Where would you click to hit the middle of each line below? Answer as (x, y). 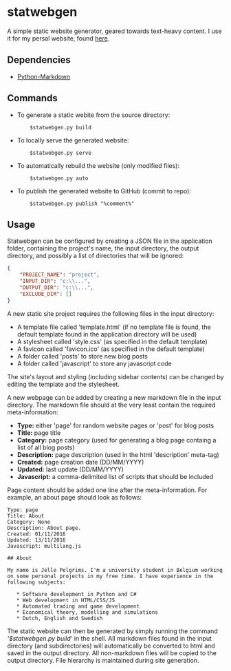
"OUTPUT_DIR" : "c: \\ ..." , (57, 288)
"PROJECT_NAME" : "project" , (59, 275)
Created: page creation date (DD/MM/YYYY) (80, 462)
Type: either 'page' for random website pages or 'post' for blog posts (115, 425)
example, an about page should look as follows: (75, 497)
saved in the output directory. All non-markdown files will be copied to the (112, 653)
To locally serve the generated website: (73, 140)
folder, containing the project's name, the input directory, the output (103, 248)
